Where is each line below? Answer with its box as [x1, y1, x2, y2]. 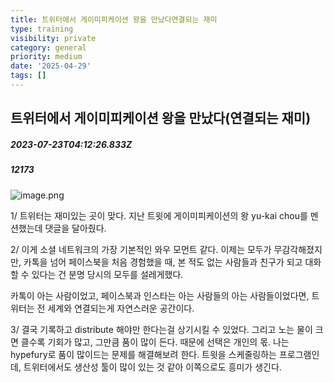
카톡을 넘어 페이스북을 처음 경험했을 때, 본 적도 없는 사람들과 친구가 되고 [23, 256, 303, 268]
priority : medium [10, 52, 83, 62]
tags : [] [10, 71, 47, 81]
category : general [10, 42, 87, 53]
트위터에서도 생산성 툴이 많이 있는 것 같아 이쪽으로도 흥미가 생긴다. [23, 361, 282, 373]
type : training [10, 24, 74, 34]
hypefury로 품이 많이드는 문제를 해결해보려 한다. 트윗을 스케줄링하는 [10, 348, 277, 360]
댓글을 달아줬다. [44, 222, 107, 234]
